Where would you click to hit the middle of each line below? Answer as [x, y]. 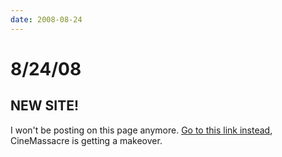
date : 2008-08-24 [46, 19]
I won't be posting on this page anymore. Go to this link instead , [141, 130]
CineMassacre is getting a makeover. [86, 140]
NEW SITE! [45, 106]
